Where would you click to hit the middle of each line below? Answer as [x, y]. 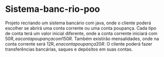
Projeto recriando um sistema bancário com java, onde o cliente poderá [78, 23]
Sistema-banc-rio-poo [53, 9]
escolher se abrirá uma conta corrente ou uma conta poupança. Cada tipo [81, 28]
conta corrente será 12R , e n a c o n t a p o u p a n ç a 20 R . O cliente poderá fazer [79, 44]
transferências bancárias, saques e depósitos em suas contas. [69, 49]
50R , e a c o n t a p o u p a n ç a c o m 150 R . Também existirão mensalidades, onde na [82, 39]
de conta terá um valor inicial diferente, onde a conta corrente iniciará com [81, 33]
